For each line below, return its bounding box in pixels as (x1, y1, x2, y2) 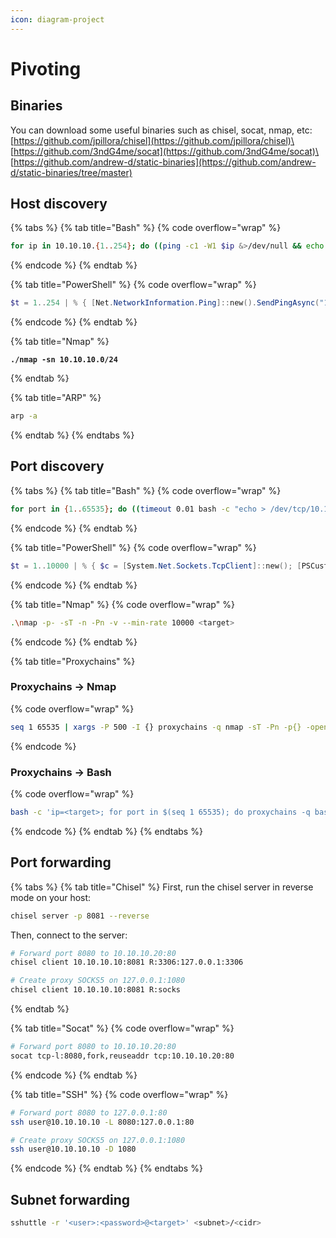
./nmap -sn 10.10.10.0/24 (10, 355, 118, 365)
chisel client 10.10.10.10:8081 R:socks (10, 985, 182, 995)
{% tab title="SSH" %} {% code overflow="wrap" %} (10, 1088, 229, 1100)
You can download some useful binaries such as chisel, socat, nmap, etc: (10, 124, 313, 136)
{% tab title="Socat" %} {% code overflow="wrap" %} (10, 1022, 235, 1035)
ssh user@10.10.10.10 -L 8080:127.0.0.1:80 (10, 1117, 195, 1127)
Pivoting (10, 57, 82, 80)
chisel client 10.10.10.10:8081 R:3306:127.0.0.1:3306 (10, 957, 244, 968)
